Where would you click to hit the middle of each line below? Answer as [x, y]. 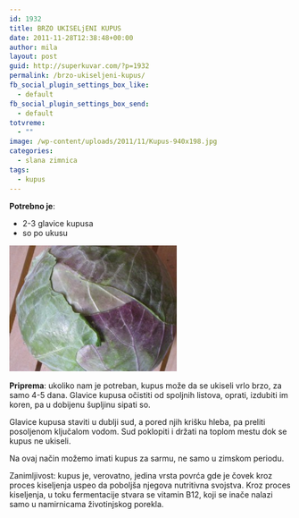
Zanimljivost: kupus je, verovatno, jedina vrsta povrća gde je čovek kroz [141, 475]
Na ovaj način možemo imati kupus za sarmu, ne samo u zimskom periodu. [147, 458]
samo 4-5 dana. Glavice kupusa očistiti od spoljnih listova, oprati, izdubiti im [149, 395]
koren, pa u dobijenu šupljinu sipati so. [80, 404]
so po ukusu [45, 233]
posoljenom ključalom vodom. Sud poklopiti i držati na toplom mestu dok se [148, 431]
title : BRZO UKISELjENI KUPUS [66, 28]
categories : [31, 151]
